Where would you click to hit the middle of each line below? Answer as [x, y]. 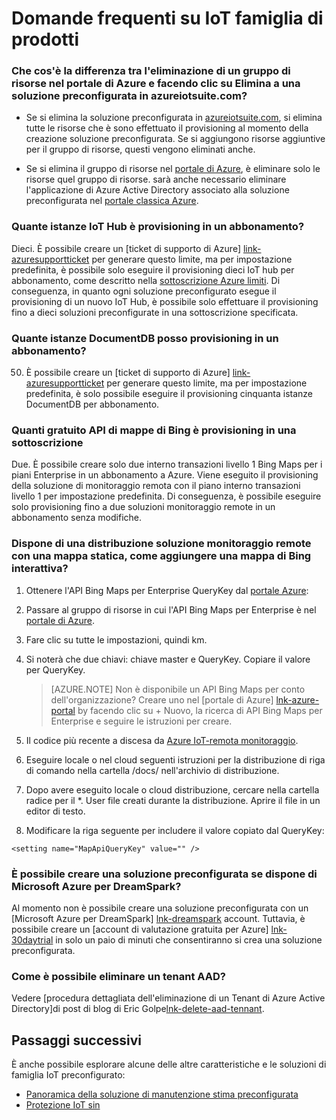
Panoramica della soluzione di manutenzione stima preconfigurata [162, 1094]
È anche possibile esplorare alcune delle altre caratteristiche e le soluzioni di [169, 1064]
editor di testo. [55, 811]
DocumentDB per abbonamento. [92, 404]
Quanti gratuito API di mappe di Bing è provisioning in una [154, 430]
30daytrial [32, 939]
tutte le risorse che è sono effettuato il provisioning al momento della [167, 128]
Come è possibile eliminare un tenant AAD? [118, 976]
